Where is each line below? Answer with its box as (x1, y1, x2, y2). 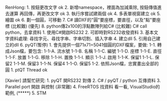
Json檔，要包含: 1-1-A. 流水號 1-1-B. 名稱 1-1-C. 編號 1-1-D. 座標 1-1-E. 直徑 (9, 48, 162, 54)
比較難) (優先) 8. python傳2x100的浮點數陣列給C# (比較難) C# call (12, 23, 147, 29)
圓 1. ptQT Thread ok (5, 67, 48, 72)
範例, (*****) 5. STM (5, 90, 46, 96)
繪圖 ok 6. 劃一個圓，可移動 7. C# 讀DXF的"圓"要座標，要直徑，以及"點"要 (5, 17, 157, 22)
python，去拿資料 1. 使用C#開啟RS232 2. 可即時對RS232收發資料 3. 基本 (5, 29, 154, 35)
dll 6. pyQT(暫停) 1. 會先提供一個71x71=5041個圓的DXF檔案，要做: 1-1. (13, 42, 156, 47)
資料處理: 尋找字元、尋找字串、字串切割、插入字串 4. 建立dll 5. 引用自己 (9, 35, 156, 41)
